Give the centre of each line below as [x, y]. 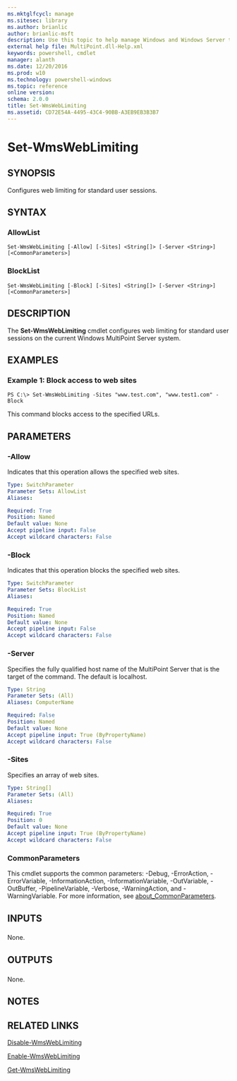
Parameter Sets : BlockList [47, 590]
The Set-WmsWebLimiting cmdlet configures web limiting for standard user [118, 330]
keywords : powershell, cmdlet [52, 54]
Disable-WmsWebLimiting [45, 1042]
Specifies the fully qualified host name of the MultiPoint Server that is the [114, 669]
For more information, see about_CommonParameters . [138, 896]
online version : [31, 92]
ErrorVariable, [28, 881]
